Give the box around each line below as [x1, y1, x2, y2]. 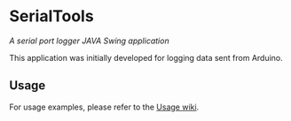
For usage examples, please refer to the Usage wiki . [9, 102, 200, 112]
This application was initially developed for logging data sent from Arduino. [9, 52, 284, 63]
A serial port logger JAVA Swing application [9, 35, 170, 46]
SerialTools [9, 6, 95, 26]
